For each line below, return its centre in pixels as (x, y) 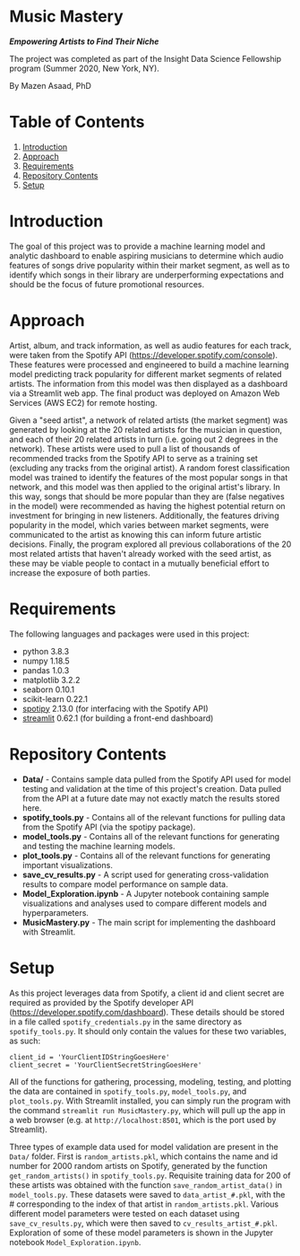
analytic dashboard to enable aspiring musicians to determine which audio (146, 255)
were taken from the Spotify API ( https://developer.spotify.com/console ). (144, 355)
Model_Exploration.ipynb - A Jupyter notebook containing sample (146, 893)
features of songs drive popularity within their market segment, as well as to (150, 265)
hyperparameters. (56, 912)
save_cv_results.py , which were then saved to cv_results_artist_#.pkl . (143, 1223)
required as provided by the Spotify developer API (102, 1002)
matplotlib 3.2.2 (51, 680)
